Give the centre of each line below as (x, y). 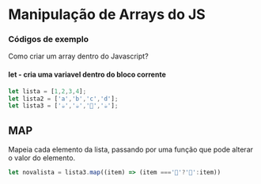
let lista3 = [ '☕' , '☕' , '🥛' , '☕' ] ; (63, 106)
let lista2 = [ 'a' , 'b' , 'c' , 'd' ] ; (63, 99)
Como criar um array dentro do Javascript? (78, 56)
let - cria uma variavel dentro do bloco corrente (87, 75)
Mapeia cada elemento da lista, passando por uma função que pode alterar (131, 150)
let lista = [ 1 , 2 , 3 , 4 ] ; (47, 91)
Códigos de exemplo (49, 39)
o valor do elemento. (42, 158)
